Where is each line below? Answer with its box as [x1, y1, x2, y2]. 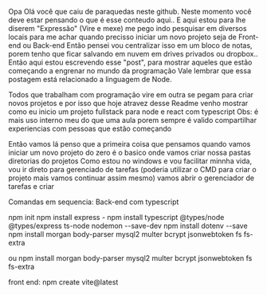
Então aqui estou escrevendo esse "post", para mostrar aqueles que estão [8, 57, 253, 67]
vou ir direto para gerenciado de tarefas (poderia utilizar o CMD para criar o [8, 165, 257, 174]
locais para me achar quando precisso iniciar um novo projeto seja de [8, 32, 237, 41]
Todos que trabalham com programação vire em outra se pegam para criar [8, 90, 253, 99]
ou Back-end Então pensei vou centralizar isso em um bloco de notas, [22, 41, 253, 50]
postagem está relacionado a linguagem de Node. [8, 75, 172, 84]
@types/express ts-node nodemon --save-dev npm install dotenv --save [8, 221, 249, 230]
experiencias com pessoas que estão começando [8, 124, 172, 133]
